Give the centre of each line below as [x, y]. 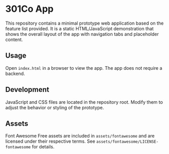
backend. [15, 73]
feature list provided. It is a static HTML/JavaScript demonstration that [80, 28]
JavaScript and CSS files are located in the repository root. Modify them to [84, 102]
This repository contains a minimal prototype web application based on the [85, 23]
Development [27, 90]
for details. [43, 147]
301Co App [30, 9]
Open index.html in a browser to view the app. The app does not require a [84, 68]
